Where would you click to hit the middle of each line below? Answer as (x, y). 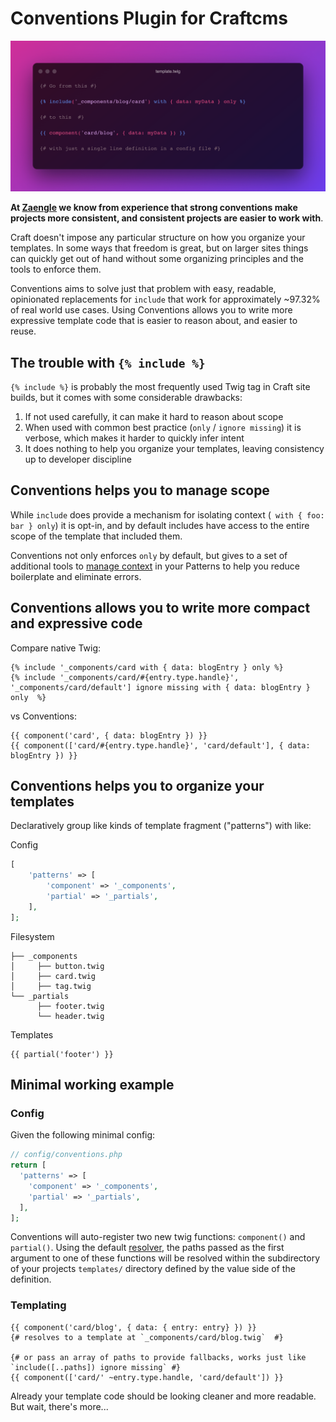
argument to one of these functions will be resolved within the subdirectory (165, 1258)
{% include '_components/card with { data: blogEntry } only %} (147, 667)
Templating (38, 1305)
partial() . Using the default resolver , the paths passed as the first (147, 1248)
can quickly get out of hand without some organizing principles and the (157, 259)
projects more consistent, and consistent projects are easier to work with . (167, 218)
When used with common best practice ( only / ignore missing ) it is (163, 427)
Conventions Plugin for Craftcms (149, 18)
